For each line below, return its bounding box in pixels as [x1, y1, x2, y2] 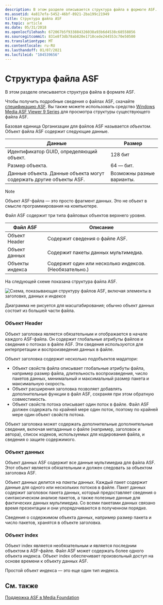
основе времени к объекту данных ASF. [5, 558, 88, 564]
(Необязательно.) [47, 266, 89, 273]
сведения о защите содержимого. [5, 436, 76, 442]
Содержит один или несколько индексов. [47, 260, 146, 267]
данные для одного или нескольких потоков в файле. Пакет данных [5, 484, 146, 490]
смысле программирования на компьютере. [5, 203, 98, 209]
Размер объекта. [7, 162, 48, 169]
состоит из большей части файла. [5, 308, 75, 313]
